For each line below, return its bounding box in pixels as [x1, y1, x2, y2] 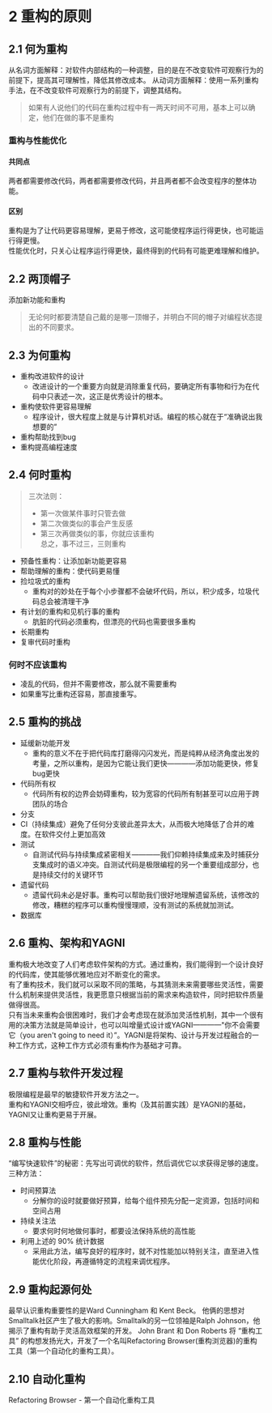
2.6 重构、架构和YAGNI [8, 936, 125, 950]
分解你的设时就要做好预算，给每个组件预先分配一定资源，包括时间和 [32, 1196, 260, 1206]
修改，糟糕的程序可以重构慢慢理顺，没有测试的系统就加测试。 [32, 900, 239, 909]
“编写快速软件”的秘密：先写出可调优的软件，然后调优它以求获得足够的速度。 [8, 1159, 263, 1168]
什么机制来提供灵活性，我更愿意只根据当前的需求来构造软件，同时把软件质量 [8, 990, 264, 999]
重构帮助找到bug [19, 432, 77, 441]
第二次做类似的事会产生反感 [40, 518, 134, 528]
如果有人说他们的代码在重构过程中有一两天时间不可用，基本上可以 [28, 103, 249, 112]
